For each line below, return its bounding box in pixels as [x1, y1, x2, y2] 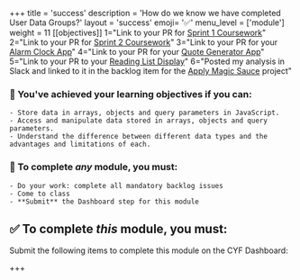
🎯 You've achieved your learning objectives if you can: [9, 87, 252, 100]
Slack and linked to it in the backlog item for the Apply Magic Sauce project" [9, 66, 293, 76]
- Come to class [9, 189, 70, 198]
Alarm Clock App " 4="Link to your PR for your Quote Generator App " [9, 47, 265, 57]
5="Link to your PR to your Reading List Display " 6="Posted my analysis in [9, 56, 286, 67]
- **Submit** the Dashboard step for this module [9, 197, 200, 206]
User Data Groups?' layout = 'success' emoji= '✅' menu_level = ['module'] [9, 17, 286, 28]
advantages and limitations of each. [9, 140, 151, 149]
